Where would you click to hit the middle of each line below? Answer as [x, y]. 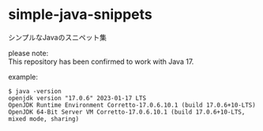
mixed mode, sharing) [44, 119]
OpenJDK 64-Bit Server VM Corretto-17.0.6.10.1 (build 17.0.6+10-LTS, [127, 112]
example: [23, 77]
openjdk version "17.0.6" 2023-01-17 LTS [77, 98]
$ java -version [35, 91]
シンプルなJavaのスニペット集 [57, 37]
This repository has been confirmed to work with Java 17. [101, 62]
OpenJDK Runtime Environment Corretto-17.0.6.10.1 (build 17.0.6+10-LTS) [132, 105]
